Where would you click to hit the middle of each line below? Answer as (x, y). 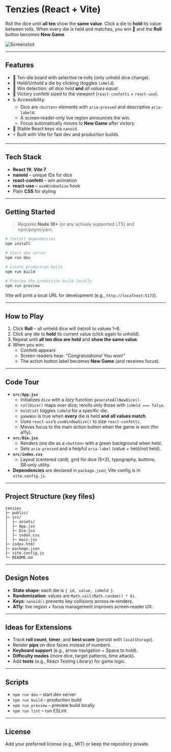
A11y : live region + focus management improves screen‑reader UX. (83, 606)
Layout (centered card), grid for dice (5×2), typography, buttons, (88, 459)
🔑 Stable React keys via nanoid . (45, 128)
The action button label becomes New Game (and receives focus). (90, 361)
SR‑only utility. (35, 465)
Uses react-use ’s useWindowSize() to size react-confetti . (81, 421)
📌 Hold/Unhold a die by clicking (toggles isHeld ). (64, 83)
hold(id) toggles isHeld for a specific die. (64, 410)
